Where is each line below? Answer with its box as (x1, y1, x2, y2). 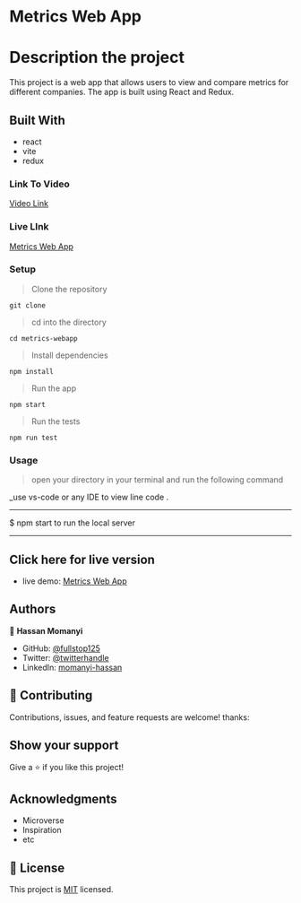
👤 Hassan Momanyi (9, 625, 83, 636)
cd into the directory (30, 317, 107, 327)
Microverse (21, 815, 64, 826)
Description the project (9, 48, 185, 68)
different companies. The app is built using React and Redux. (9, 87, 235, 98)
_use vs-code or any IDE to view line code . (9, 491, 169, 503)
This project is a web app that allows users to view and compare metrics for (9, 77, 289, 88)
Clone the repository (30, 283, 107, 294)
